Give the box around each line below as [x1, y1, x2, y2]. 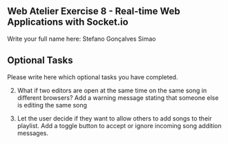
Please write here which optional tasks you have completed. [7, 72, 178, 81]
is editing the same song [17, 101, 88, 109]
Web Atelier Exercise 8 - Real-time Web [7, 6, 181, 17]
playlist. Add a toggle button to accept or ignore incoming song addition [17, 121, 222, 130]
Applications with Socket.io [7, 17, 129, 28]
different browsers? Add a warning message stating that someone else [17, 93, 219, 102]
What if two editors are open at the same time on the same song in [17, 86, 207, 94]
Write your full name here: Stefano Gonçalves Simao [7, 34, 156, 43]
